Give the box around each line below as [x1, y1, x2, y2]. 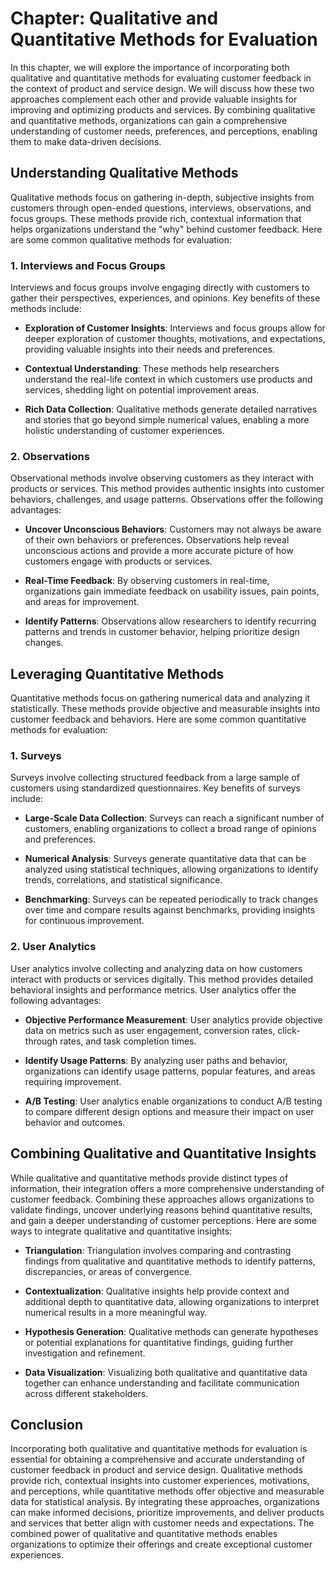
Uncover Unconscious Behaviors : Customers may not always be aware [24, 523, 322, 536]
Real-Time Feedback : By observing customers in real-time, [24, 575, 270, 587]
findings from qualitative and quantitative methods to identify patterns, [24, 1255, 316, 1267]
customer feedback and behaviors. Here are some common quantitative [10, 713, 307, 726]
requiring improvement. [24, 1075, 122, 1087]
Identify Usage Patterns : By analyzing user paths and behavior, [24, 1054, 288, 1066]
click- [277, 1024, 301, 1036]
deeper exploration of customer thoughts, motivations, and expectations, [24, 333, 326, 345]
